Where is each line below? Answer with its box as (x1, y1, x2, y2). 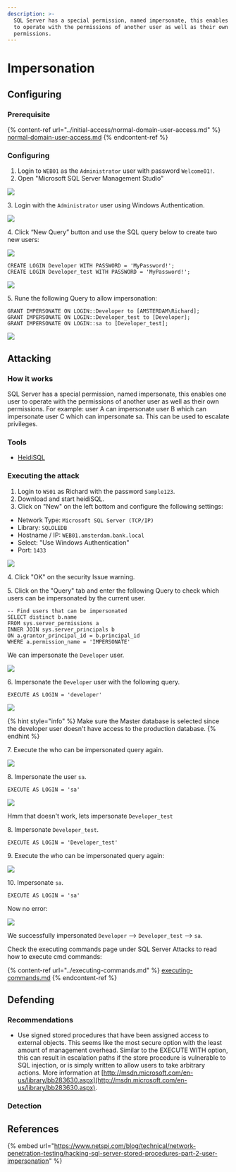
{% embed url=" (7, 1142, 55, 1150)
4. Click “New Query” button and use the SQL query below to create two (7, 228, 218, 236)
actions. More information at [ (17, 1068, 104, 1077)
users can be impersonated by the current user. (7, 593, 146, 602)
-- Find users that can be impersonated (7, 608, 128, 615)
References (7, 1123, 59, 1135)
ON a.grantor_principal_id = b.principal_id (7, 632, 140, 639)
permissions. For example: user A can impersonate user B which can (7, 405, 206, 413)
